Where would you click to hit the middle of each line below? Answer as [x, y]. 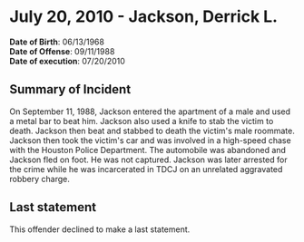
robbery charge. [39, 179]
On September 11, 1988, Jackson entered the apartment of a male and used [150, 111]
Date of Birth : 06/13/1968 [57, 42]
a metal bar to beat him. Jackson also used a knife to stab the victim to [142, 121]
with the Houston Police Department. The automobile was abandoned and [147, 150]
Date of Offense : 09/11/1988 [62, 51]
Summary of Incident [70, 89]
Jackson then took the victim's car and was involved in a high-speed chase [151, 140]
